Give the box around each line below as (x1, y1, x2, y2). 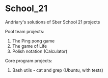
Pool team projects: (5, 28, 45, 34)
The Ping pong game (12, 38, 55, 44)
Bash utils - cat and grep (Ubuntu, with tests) (12, 67, 104, 73)
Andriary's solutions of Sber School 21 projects (5, 19, 100, 25)
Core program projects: (5, 58, 53, 63)
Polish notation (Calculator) (12, 48, 68, 54)
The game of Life (12, 43, 47, 49)
